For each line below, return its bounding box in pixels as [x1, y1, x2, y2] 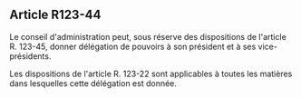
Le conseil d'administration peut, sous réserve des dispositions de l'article [9, 31, 287, 42]
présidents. [9, 50, 52, 62]
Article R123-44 [9, 7, 102, 23]
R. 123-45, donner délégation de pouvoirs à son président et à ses [9, 41, 257, 52]
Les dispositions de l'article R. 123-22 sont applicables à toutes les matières [9, 68, 293, 79]
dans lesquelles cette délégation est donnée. [9, 77, 177, 89]
